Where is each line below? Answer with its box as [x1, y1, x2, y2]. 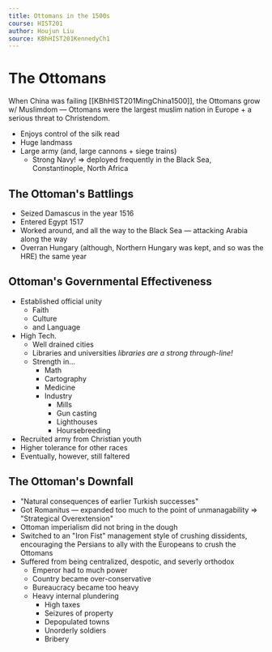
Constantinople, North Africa [32, 164, 129, 173]
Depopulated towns [44, 616, 110, 626]
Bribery [44, 633, 70, 644]
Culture [32, 313, 57, 323]
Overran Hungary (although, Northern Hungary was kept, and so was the [19, 243, 264, 252]
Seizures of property [44, 608, 113, 618]
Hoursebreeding [56, 425, 111, 435]
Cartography [44, 373, 87, 383]
